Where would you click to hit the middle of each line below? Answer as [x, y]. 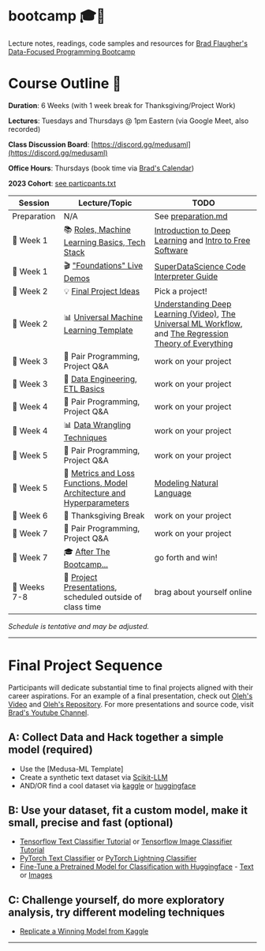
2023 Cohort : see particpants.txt [62, 183]
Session [34, 203]
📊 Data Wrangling [97, 425]
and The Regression [191, 333]
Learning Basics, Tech [105, 242]
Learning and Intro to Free [202, 241]
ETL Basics [84, 388]
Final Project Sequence [86, 666]
